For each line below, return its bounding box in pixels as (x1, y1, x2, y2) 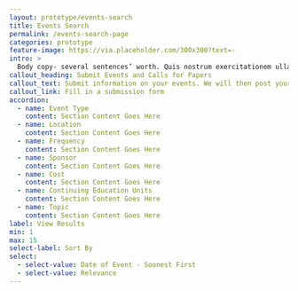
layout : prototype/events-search (9, 12, 133, 22)
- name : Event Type (17, 104, 90, 113)
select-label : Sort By (9, 244, 93, 253)
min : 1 (9, 227, 34, 236)
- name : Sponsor (17, 153, 77, 162)
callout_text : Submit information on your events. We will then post (9, 79, 272, 88)
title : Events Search (9, 21, 90, 30)
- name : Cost (17, 169, 66, 178)
